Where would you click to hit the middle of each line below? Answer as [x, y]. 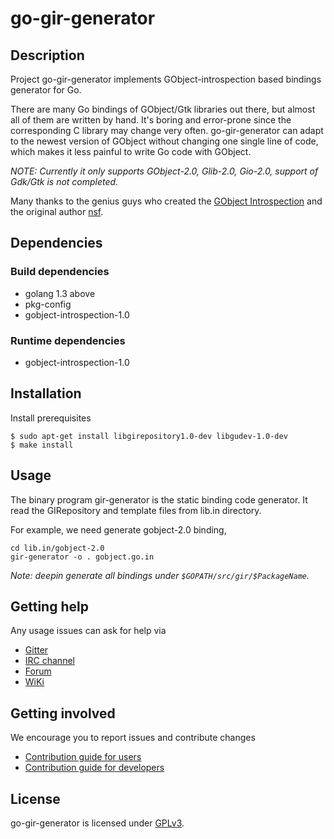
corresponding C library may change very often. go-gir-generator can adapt [167, 130]
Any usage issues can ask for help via [88, 631]
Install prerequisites [51, 418]
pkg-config [48, 304]
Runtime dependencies [68, 340]
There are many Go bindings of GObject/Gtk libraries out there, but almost [163, 109]
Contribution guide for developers [94, 768]
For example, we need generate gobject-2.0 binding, [118, 529]
